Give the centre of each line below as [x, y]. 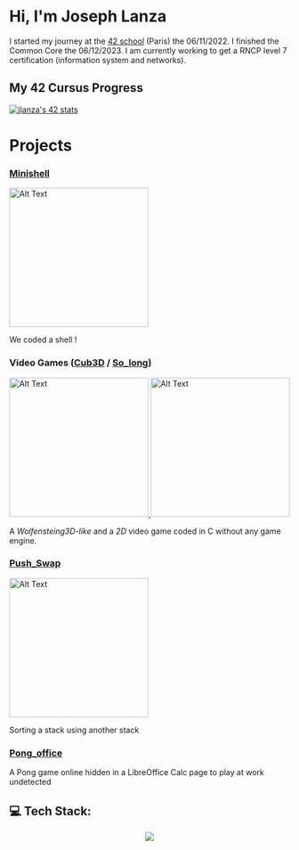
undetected [30, 782]
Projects [41, 145]
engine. [23, 540]
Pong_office [36, 753]
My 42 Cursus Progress [77, 88]
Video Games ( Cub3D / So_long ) [81, 363]
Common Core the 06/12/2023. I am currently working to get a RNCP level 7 [148, 50]
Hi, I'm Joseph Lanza [88, 16]
